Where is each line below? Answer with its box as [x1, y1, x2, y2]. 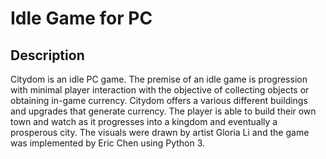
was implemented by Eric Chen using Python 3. [10, 137, 206, 149]
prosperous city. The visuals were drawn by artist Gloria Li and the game [10, 127, 310, 138]
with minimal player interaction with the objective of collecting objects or [10, 84, 310, 96]
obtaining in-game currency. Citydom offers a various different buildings [10, 95, 308, 106]
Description [10, 47, 85, 64]
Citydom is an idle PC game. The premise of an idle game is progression [10, 73, 308, 85]
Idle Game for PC [10, 7, 153, 30]
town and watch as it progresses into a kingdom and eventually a [10, 116, 278, 127]
